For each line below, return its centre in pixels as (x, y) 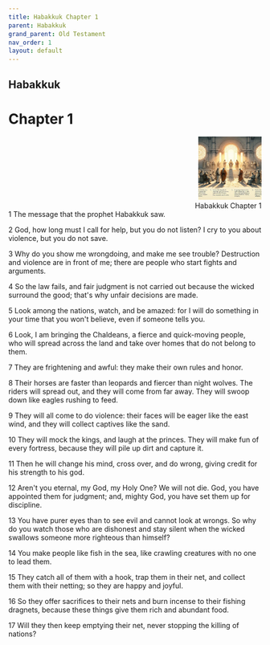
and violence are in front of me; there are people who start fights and (123, 263)
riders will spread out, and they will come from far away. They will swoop (129, 392)
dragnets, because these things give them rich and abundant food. (119, 610)
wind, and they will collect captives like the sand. (89, 424)
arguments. (27, 271)
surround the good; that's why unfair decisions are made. (103, 295)
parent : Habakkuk (37, 25)
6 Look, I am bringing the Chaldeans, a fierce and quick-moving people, (127, 335)
